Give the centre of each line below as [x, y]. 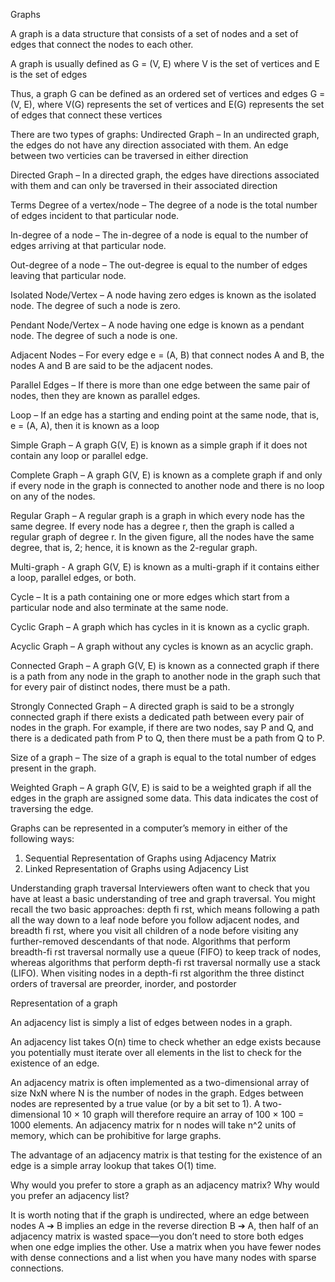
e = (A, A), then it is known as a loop [85, 425]
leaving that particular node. [68, 275]
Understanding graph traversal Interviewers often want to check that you [160, 888]
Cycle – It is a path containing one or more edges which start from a [150, 597]
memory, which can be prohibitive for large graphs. [116, 1135]
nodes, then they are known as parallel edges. [105, 395]
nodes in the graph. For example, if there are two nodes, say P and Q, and [162, 727]
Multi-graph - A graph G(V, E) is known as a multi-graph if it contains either [165, 567]
